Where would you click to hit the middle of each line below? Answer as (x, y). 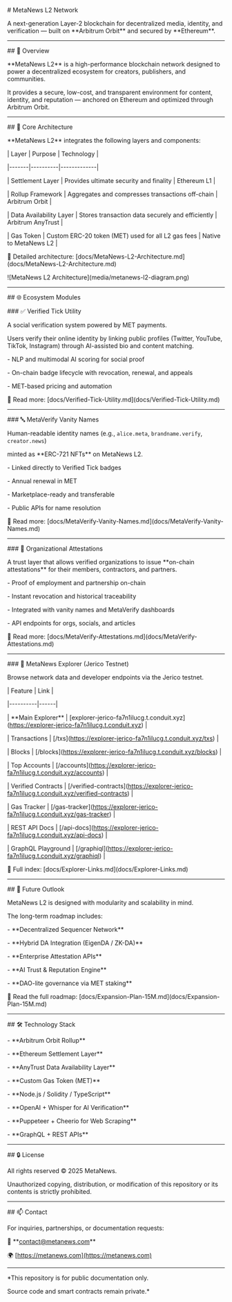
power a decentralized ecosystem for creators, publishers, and (97, 71)
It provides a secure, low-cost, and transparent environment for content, (110, 92)
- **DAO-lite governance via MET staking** (70, 983)
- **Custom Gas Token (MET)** (54, 1080)
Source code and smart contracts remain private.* (78, 1291)
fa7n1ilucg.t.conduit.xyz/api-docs (55, 835)
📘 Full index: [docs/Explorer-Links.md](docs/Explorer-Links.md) (98, 869)
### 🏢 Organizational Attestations (55, 548)
